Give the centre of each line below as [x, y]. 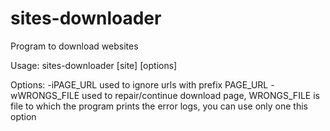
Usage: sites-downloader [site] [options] [94, 65]
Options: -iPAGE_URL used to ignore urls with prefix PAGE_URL [139, 84]
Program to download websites [74, 46]
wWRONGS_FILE [45, 95]
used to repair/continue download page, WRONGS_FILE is [200, 95]
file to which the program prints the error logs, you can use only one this [159, 106]
